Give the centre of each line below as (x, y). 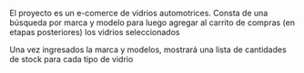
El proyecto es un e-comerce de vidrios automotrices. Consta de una (139, 13)
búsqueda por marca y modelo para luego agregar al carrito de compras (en (152, 23)
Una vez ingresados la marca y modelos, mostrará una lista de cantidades (148, 50)
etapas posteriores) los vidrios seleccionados (95, 32)
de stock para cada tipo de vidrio (71, 59)
